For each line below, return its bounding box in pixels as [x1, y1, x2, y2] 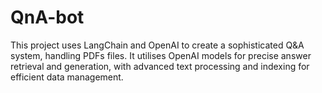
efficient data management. [10, 71, 124, 83]
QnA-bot [10, 6, 85, 29]
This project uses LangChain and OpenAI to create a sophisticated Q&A [10, 39, 305, 51]
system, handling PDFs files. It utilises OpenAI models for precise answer [10, 49, 312, 61]
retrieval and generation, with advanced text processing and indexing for [10, 60, 310, 72]
